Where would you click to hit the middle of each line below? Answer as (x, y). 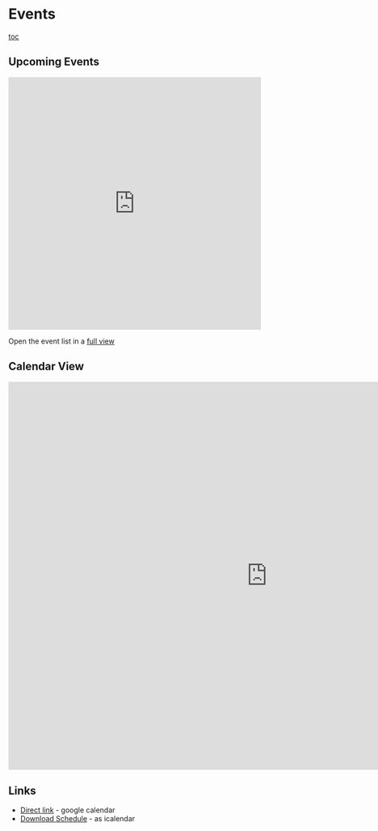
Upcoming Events (54, 62)
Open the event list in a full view (61, 341)
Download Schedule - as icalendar (78, 819)
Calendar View (46, 367)
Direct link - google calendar (67, 810)
